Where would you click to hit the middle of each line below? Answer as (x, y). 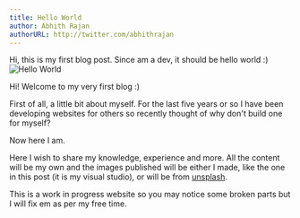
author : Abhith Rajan (50, 26)
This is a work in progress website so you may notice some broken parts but (150, 195)
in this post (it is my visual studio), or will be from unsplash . (119, 177)
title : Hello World (46, 17)
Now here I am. (37, 141)
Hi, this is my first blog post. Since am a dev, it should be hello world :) (139, 60)
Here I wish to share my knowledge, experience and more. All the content (145, 158)
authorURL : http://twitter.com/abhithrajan (92, 34)
